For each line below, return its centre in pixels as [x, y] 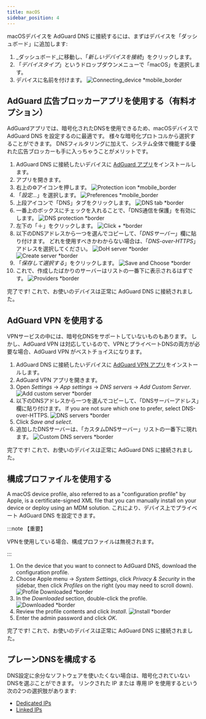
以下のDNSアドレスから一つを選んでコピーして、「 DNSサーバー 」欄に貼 [106, 233]
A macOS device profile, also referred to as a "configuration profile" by [97, 494]
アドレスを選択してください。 [53, 249]
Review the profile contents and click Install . [71, 611]
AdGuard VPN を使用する [55, 320]
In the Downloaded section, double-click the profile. [82, 598]
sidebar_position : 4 [33, 18]
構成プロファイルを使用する [59, 479]
